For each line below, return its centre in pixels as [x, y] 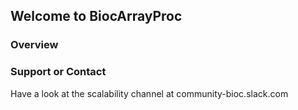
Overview [34, 45]
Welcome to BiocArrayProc [96, 16]
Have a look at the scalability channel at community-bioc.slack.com [149, 93]
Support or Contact [58, 72]
